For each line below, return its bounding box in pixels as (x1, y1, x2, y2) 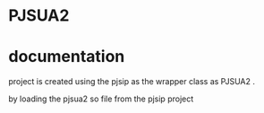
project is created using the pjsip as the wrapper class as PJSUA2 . (8, 76, 256, 87)
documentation (8, 47, 125, 67)
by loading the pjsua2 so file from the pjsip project (8, 93, 194, 104)
